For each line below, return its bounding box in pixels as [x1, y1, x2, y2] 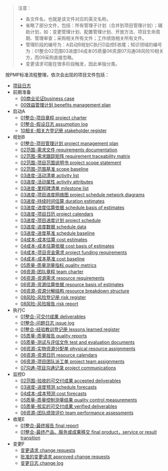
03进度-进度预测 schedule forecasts [20, 384, 97, 390]
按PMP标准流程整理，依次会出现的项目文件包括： [5, 72, 110, 77]
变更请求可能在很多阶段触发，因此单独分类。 [25, 61, 120, 67]
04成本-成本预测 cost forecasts [20, 390, 87, 397]
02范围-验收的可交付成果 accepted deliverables [20, 378, 121, 384]
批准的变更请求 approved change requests [20, 454, 110, 460]
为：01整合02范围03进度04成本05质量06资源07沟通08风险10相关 [25, 48, 164, 54]
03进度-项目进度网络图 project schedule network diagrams [20, 192, 145, 198]
